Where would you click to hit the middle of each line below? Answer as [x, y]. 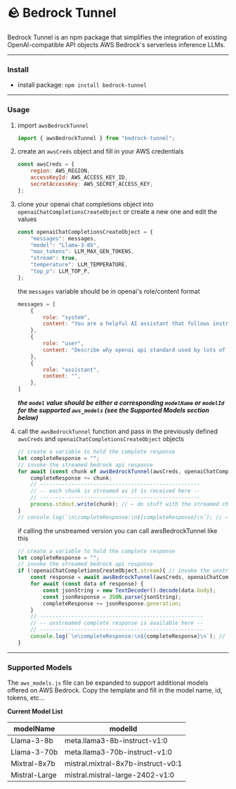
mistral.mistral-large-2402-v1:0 [119, 775]
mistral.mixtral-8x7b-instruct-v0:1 [123, 764]
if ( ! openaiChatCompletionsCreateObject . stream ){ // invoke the [113, 571]
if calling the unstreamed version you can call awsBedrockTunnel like [117, 530]
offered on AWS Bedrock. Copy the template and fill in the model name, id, [115, 690]
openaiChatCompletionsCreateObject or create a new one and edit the [117, 211]
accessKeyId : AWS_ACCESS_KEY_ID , [79, 178]
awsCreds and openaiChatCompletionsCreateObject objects [101, 439]
